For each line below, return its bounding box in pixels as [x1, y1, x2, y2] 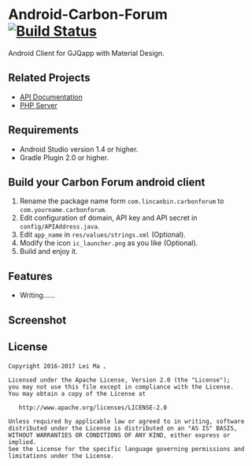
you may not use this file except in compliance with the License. [8, 383, 235, 391]
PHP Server [19, 100, 57, 110]
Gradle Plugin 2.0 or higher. [19, 152, 109, 162]
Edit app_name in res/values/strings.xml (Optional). [19, 230, 187, 240]
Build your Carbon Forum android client [8, 175, 206, 188]
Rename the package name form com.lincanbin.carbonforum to [19, 196, 224, 206]
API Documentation [19, 92, 83, 102]
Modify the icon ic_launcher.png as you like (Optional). [19, 238, 198, 248]
